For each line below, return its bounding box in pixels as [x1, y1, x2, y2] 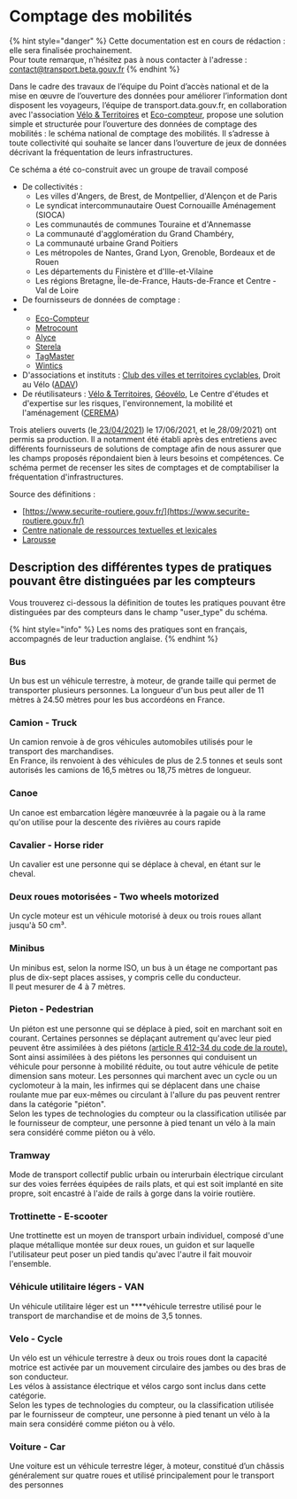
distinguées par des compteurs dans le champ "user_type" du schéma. [9, 606, 268, 617]
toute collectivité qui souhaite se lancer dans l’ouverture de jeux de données [9, 137, 287, 148]
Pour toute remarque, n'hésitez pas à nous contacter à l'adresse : [9, 54, 247, 65]
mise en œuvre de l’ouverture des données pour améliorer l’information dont [9, 90, 287, 101]
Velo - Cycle [9, 1332, 64, 1345]
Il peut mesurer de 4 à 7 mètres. [9, 981, 126, 992]
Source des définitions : [9, 488, 95, 499]
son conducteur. [9, 1371, 69, 1382]
